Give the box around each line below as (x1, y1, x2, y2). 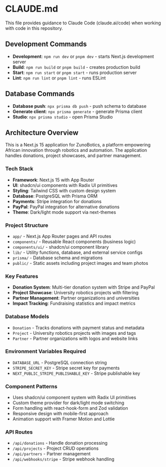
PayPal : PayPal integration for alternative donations (12, 204, 120, 210)
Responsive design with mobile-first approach (12, 411, 108, 417)
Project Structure (5, 221, 48, 228)
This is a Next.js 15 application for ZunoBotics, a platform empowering (5, 142, 151, 148)
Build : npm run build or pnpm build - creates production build (12, 64, 140, 70)
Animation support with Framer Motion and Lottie (12, 416, 115, 422)
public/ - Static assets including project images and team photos (12, 260, 148, 266)
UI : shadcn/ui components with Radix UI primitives (12, 182, 118, 188)
